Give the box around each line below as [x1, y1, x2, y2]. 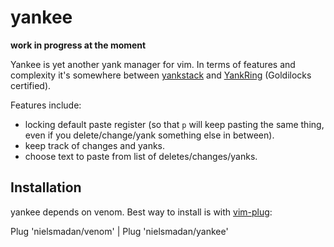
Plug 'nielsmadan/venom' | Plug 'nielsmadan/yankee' [10, 225, 229, 237]
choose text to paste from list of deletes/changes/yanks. [24, 150, 258, 162]
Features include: [10, 99, 82, 111]
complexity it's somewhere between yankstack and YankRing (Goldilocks [10, 69, 312, 81]
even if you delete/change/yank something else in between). [24, 129, 275, 141]
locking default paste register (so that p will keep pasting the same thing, [24, 118, 325, 130]
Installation [10, 179, 82, 196]
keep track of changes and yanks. [24, 139, 166, 151]
